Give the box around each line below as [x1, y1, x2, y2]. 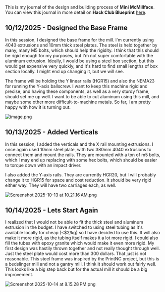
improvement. [5, 272, 34, 278]
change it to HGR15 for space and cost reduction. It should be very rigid [5, 177, 152, 183]
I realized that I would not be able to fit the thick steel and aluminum [5, 219, 144, 225]
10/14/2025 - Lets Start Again [5, 206, 98, 214]
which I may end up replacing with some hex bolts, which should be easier [5, 157, 158, 163]
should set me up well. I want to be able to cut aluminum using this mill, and [5, 93, 160, 99]
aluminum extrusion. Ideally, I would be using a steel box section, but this [5, 58, 155, 64]
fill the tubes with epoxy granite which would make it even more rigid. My [5, 240, 155, 246]
